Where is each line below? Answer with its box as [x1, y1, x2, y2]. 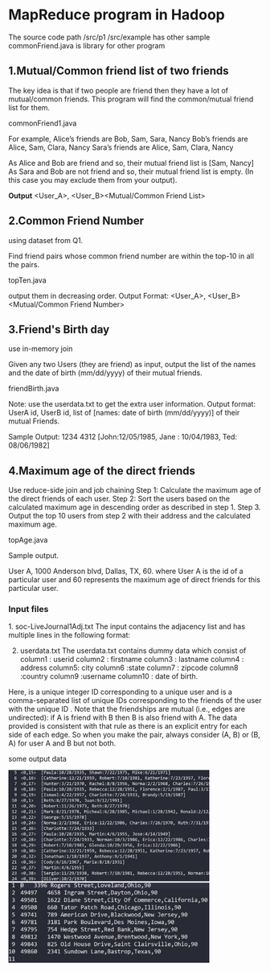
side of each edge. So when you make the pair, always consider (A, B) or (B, [8, 730, 261, 740]
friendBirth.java [8, 384, 59, 394]
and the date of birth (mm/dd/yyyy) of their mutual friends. [8, 368, 202, 378]
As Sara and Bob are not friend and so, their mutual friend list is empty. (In [8, 167, 254, 176]
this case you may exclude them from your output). [8, 175, 178, 184]
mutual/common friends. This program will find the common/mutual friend [8, 94, 254, 104]
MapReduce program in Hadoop [8, 6, 225, 24]
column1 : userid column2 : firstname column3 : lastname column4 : [19, 655, 244, 664]
